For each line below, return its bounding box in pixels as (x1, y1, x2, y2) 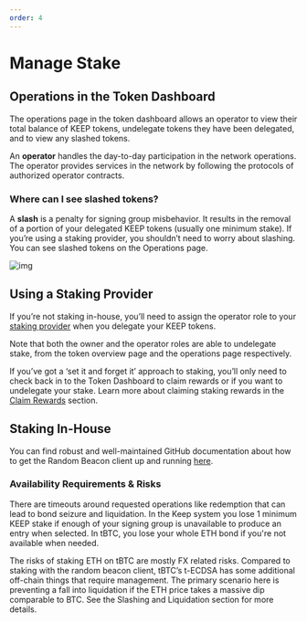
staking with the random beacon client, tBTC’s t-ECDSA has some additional (9, 564, 295, 575)
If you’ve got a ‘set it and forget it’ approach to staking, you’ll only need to (9, 365, 288, 376)
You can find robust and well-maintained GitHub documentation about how (9, 445, 291, 457)
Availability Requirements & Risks (9, 478, 162, 490)
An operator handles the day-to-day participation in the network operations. (9, 150, 297, 161)
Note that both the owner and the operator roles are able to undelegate (9, 338, 277, 349)
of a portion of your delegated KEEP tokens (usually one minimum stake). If (9, 223, 292, 234)
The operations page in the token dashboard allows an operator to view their (9, 113, 298, 124)
